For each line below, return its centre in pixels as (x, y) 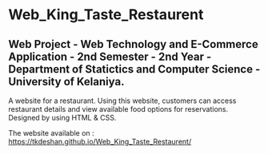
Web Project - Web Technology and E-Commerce (133, 44)
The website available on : (51, 133)
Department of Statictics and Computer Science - (134, 69)
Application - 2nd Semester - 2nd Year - (110, 56)
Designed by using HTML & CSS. (62, 118)
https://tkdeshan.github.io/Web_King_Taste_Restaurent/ (100, 142)
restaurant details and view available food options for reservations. (118, 109)
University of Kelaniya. (66, 81)
